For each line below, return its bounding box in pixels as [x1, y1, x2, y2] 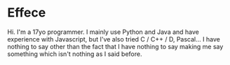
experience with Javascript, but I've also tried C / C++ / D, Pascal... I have [7, 35, 221, 43]
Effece [7, 5, 46, 21]
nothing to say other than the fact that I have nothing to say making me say [7, 42, 224, 50]
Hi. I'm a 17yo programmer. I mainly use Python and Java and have [7, 28, 200, 36]
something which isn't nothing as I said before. [7, 50, 142, 58]
